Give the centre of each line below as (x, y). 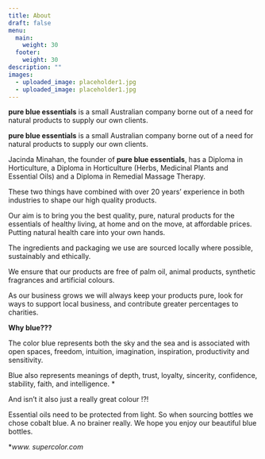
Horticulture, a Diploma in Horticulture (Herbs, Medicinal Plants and (118, 168)
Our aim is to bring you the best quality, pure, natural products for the (122, 216)
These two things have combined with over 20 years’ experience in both (126, 192)
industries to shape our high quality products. (83, 200)
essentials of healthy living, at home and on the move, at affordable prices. (130, 224)
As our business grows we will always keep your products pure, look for (126, 295)
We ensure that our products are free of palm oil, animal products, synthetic (132, 272)
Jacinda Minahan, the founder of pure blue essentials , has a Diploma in (126, 160)
